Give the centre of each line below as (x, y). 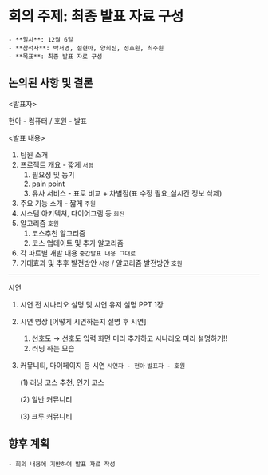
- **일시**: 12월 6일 (41, 40)
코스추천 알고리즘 (59, 233)
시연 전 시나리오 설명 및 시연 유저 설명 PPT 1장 (91, 304)
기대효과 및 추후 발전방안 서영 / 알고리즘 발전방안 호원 (101, 263)
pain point (48, 184)
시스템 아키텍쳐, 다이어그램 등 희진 (72, 213)
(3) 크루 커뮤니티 (46, 416)
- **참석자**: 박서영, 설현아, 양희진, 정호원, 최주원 (86, 48)
